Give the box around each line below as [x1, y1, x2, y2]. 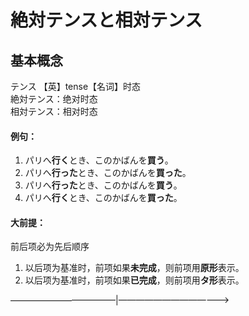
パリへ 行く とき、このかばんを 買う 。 [24, 154, 174, 166]
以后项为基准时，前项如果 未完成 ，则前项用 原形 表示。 [24, 262, 245, 274]
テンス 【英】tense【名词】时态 [10, 81, 142, 92]
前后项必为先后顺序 [10, 241, 90, 253]
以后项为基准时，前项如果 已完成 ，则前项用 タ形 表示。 [24, 274, 245, 286]
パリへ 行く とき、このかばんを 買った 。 [24, 192, 183, 204]
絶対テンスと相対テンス [10, 9, 203, 32]
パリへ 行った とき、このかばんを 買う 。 [24, 179, 183, 191]
